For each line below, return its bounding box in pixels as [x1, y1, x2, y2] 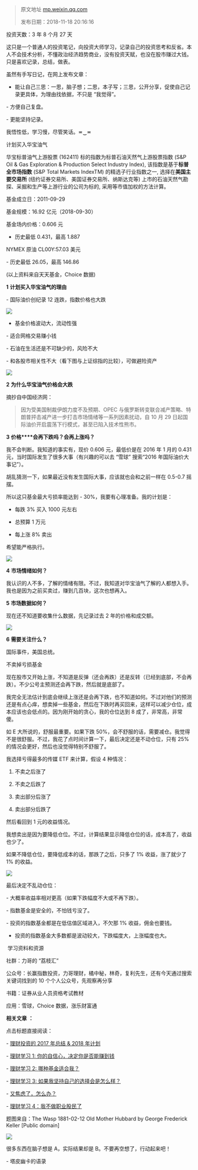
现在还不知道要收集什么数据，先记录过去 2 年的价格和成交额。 [6, 612, 157, 619]
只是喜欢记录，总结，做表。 [6, 58, 74, 65]
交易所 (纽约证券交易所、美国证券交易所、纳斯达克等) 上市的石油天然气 [11, 175, 184, 183]
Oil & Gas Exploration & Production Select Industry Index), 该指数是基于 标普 [6, 161, 189, 168]
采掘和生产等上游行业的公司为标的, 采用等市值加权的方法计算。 [16, 183, 169, 190]
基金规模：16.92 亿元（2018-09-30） [6, 208, 97, 215]
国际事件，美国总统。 [6, 648, 58, 655]
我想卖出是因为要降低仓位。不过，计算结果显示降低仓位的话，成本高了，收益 [6, 831, 192, 838]
